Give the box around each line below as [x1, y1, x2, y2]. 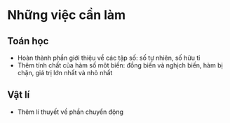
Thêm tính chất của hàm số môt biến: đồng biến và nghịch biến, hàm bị [17, 61, 223, 70]
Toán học [7, 35, 49, 47]
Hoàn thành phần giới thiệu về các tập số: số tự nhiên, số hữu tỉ [17, 53, 201, 62]
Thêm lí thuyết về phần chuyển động [17, 108, 124, 116]
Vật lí [7, 89, 30, 101]
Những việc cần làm [7, 7, 126, 23]
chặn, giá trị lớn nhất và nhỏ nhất [17, 69, 113, 77]
